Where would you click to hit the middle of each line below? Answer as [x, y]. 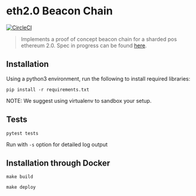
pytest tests [22, 133]
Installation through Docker [58, 163]
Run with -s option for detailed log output [57, 144]
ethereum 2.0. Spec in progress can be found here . [84, 45]
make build [20, 177]
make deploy [21, 187]
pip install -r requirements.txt [48, 90]
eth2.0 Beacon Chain [59, 11]
